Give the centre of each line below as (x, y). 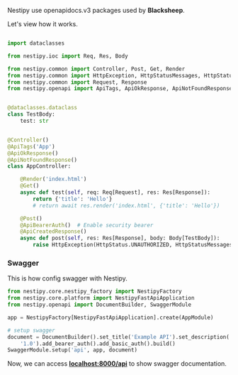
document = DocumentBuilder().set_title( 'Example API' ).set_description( (119, 337)
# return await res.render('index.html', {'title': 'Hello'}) (126, 205)
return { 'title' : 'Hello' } (73, 199)
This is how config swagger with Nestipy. (67, 278)
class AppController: (39, 166)
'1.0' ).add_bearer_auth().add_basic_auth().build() (98, 344)
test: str (35, 121)
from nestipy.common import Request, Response (77, 82)
